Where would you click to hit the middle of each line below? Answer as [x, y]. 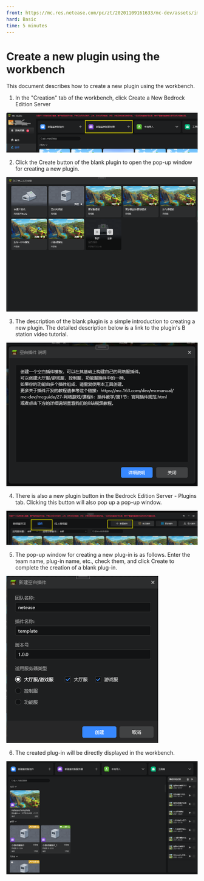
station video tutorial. [42, 334]
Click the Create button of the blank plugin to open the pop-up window [104, 162]
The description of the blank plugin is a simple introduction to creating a [105, 321]
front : [15, 13]
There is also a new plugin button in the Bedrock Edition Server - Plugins [106, 496]
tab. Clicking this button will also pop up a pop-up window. [88, 502]
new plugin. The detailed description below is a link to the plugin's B [100, 327]
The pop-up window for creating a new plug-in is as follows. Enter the [103, 555]
